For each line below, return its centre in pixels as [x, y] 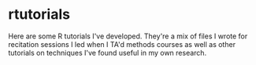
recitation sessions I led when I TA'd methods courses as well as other [122, 44]
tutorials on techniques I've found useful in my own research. [108, 52]
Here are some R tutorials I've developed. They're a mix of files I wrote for [128, 36]
